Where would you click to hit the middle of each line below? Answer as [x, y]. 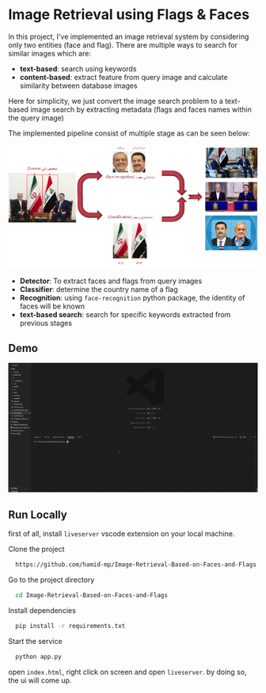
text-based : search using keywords [78, 68]
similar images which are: [49, 53]
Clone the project [36, 549]
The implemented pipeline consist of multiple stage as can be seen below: [129, 133]
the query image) [36, 117]
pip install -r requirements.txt [70, 626]
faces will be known [52, 306]
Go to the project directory [51, 580]
